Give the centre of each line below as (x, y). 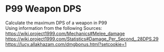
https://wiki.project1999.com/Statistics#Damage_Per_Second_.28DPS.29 (82, 39)
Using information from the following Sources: (54, 28)
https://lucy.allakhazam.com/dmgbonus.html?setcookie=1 (66, 44)
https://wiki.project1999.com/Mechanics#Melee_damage (65, 33)
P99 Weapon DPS (43, 9)
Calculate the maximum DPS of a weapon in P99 (56, 23)
